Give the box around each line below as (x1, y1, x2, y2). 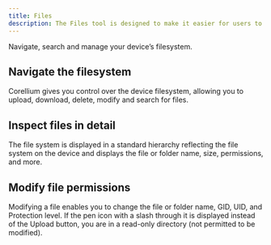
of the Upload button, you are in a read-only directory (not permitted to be (8, 219, 256, 229)
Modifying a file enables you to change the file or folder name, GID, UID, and (8, 201, 263, 211)
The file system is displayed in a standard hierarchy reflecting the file (8, 140, 239, 150)
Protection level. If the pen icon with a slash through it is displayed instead (8, 210, 256, 220)
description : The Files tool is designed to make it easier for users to (8, 19, 263, 27)
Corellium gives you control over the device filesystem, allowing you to (8, 87, 244, 96)
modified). (8, 227, 43, 237)
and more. (8, 157, 43, 167)
